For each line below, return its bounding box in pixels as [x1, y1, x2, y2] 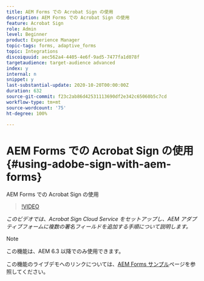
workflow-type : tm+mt [6, 99, 61, 105]
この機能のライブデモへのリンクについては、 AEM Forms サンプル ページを [6, 260, 191, 268]
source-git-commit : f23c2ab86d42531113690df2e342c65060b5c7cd [6, 93, 167, 100]
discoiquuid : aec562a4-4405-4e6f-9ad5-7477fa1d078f [6, 54, 140, 60]
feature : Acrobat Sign [6, 20, 64, 26]
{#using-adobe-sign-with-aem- [6, 157, 172, 171]
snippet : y [6, 76, 34, 83]
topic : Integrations [6, 49, 59, 55]
